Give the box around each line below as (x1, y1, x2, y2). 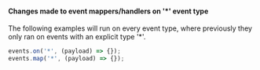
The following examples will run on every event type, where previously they (8, 24, 253, 33)
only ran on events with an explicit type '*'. (8, 32, 146, 42)
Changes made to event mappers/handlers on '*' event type (8, 6, 209, 16)
